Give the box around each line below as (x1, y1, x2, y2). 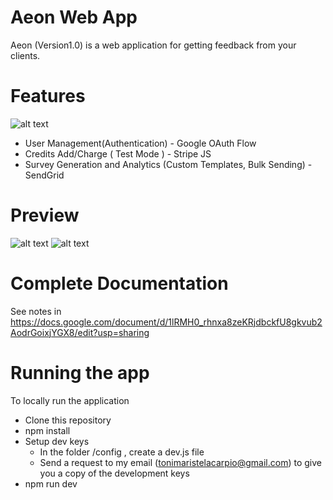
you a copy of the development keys (39, 467, 190, 479)
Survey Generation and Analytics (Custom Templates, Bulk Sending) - (24, 158, 313, 170)
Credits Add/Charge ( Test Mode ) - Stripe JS (24, 147, 212, 160)
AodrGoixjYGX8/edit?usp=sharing (10, 326, 150, 338)
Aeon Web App (10, 6, 138, 29)
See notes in (10, 305, 62, 317)
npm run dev (24, 477, 78, 490)
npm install (24, 424, 71, 436)
